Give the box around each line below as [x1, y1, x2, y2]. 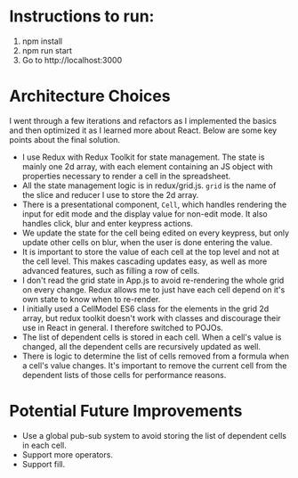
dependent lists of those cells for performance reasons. [21, 369, 227, 380]
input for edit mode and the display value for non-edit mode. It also [21, 208, 269, 219]
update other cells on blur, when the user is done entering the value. [21, 236, 273, 247]
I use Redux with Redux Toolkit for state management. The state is [21, 152, 265, 162]
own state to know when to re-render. [21, 293, 161, 304]
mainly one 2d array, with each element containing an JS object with [21, 161, 273, 171]
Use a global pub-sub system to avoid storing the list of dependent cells [21, 430, 287, 441]
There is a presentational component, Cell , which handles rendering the [21, 199, 287, 210]
